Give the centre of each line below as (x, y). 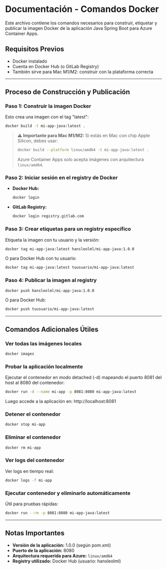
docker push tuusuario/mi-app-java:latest (50, 309)
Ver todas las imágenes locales (43, 343)
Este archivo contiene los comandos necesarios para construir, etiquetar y (81, 23)
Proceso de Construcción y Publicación (68, 92)
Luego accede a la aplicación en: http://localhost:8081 (61, 401)
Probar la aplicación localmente (44, 367)
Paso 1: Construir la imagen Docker (48, 106)
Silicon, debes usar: (38, 141)
